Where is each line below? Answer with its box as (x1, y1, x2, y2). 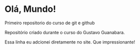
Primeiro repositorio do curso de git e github (4, 20, 95, 26)
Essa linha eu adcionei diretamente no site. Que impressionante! (4, 39, 136, 45)
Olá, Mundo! (4, 3, 56, 15)
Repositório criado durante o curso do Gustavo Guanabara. (4, 29, 125, 35)
